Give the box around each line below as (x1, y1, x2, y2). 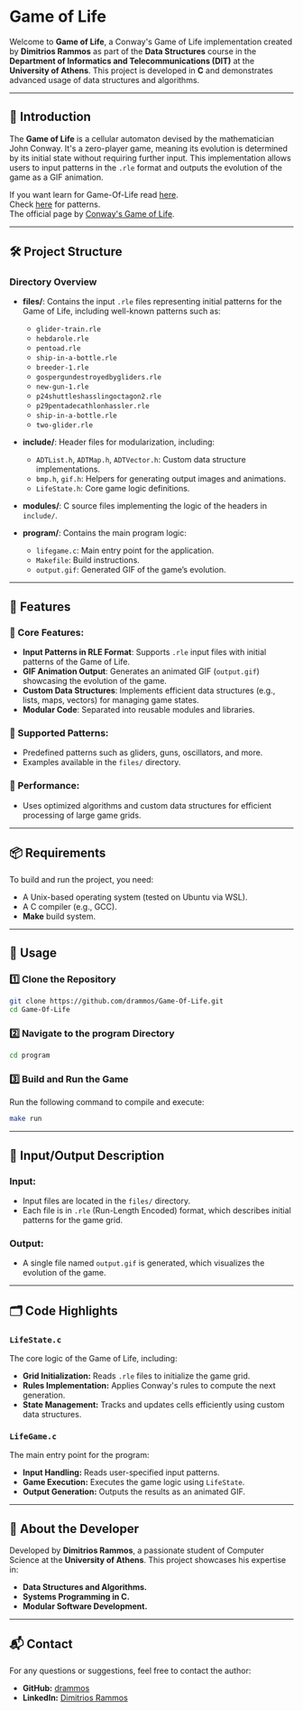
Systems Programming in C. (22, 1592, 131, 1603)
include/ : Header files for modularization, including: (22, 436, 215, 448)
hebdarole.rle (35, 334, 89, 344)
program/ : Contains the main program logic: (22, 528, 188, 538)
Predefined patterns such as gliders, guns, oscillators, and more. (22, 747, 263, 758)
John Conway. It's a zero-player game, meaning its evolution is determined (9, 143, 289, 154)
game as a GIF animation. (9, 172, 104, 182)
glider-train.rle (35, 325, 102, 334)
